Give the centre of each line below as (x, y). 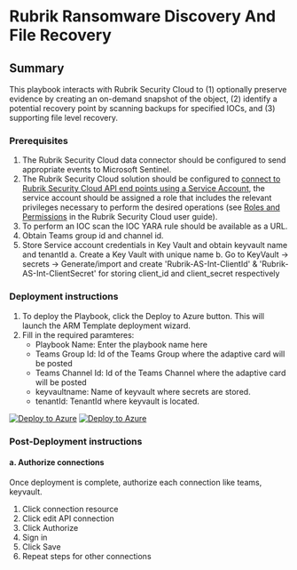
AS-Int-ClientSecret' (59, 274)
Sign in (35, 537)
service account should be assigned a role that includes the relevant (147, 198)
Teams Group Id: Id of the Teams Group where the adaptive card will (160, 354)
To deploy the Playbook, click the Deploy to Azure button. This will (143, 316)
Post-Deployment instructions (76, 441)
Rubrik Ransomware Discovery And (143, 16)
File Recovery (61, 35)
